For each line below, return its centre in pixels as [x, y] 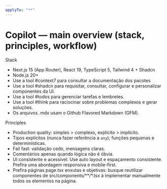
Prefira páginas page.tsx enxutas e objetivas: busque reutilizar [78, 170]
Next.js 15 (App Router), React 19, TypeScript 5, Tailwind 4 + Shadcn [84, 69]
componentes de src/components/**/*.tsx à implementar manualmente [87, 175]
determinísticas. [29, 143]
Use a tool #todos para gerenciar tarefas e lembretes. [68, 96]
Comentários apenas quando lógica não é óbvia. [63, 154]
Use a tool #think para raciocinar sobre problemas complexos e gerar [85, 102]
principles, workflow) [51, 46]
